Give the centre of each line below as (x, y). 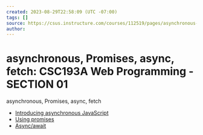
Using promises (34, 119)
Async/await (31, 126)
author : (16, 29)
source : (16, 23)
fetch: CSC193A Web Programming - (100, 72)
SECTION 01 (37, 84)
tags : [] (17, 18)
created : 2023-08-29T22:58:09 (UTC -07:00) (62, 12)
